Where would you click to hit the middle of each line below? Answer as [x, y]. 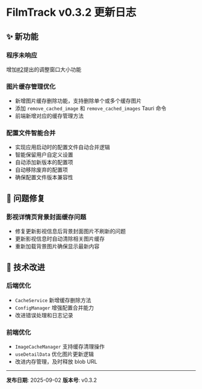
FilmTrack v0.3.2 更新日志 [71, 12]
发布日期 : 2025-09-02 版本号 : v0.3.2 [52, 380]
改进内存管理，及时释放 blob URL [56, 362]
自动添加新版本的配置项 [44, 162]
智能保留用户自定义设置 [44, 155]
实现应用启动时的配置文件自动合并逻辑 [62, 147]
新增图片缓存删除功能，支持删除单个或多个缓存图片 [78, 101]
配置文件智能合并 [31, 133]
